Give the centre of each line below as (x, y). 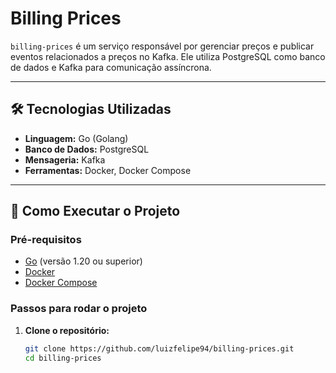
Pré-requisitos (46, 240)
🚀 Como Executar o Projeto (95, 211)
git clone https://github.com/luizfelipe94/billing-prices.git (159, 348)
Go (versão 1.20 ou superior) (83, 261)
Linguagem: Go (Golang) (76, 138)
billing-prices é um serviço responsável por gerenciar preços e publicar (162, 46)
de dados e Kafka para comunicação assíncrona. (111, 67)
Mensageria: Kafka (65, 159)
